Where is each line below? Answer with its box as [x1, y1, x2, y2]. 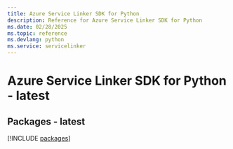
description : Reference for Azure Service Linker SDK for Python [7, 17, 202, 24]
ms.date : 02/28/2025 [7, 23, 68, 30]
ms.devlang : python [7, 36, 65, 43]
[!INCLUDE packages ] [7, 134, 71, 142]
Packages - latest [7, 115, 86, 127]
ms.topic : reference [7, 29, 68, 37]
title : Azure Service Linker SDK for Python [7, 10, 140, 17]
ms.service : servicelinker [7, 43, 86, 50]
